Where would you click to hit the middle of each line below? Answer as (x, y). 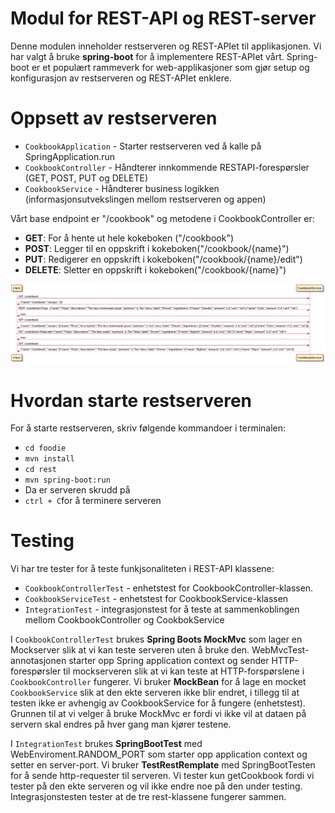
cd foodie (45, 448)
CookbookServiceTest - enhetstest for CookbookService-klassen (156, 599)
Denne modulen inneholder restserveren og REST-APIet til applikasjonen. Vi (166, 46)
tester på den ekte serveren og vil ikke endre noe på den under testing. (156, 786)
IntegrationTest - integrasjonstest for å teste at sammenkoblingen (162, 609)
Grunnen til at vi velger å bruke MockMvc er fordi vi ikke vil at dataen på (158, 714)
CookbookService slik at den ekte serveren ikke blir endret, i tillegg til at (155, 693)
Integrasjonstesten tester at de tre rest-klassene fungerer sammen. (148, 797)
